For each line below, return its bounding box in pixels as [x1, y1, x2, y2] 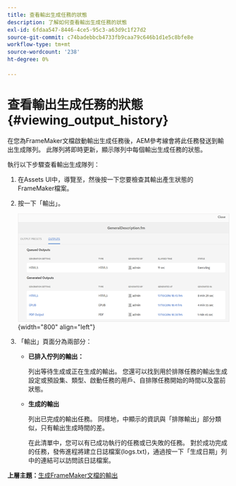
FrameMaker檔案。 [17, 184, 73, 192]
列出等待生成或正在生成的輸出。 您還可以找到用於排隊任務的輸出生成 [27, 367, 228, 376]
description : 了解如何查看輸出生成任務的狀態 [7, 18, 128, 26]
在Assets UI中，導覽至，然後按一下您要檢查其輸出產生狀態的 [17, 175, 194, 183]
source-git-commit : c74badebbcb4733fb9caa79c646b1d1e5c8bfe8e [7, 34, 194, 41]
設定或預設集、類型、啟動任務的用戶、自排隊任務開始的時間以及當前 [27, 376, 226, 385]
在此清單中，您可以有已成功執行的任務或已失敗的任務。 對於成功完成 [27, 439, 228, 447]
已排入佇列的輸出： [27, 352, 85, 361]
